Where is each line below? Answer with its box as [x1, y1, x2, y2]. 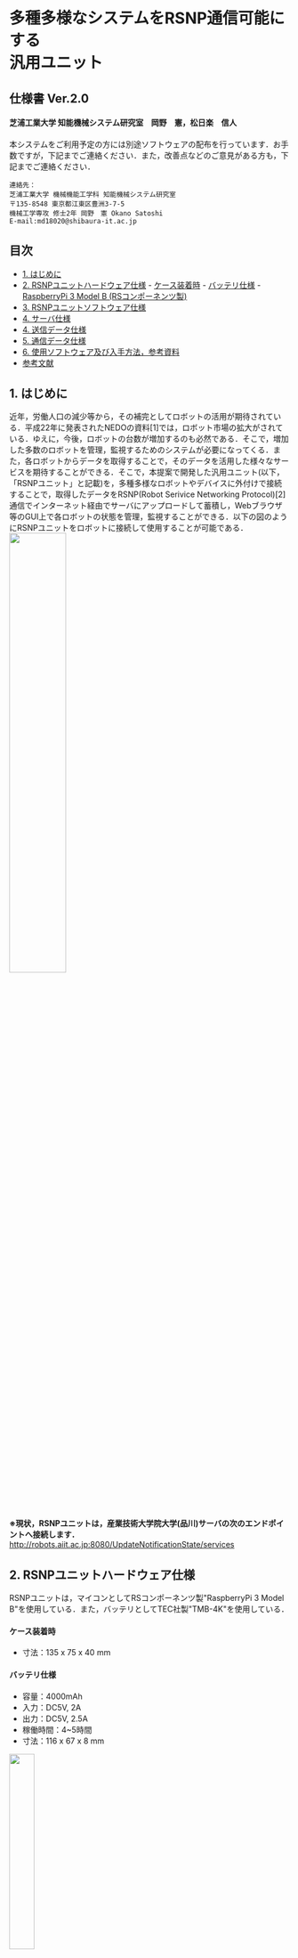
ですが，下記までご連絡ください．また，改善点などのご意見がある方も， [16, 150, 282, 160]
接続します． [32, 1529, 80, 1540]
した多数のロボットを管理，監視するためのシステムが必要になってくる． [9, 444, 274, 455]
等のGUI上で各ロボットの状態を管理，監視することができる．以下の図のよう [9, 511, 288, 522]
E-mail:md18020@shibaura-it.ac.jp [9, 216, 138, 225]
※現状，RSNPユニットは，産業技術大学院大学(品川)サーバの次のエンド [9, 1518, 269, 1529]
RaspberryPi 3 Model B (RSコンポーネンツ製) [21, 290, 188, 301]
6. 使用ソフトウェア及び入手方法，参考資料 [21, 346, 180, 357]
